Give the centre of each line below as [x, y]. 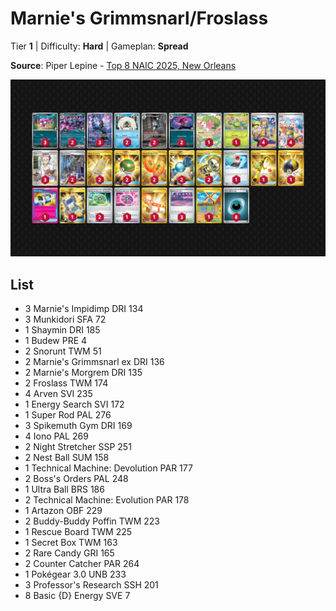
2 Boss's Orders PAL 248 [76, 479]
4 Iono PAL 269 [56, 436]
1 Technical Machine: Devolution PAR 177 [108, 468]
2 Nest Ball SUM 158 [67, 458]
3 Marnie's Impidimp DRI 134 [84, 309]
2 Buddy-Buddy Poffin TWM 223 [92, 521]
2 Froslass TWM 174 [66, 383]
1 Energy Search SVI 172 [74, 404]
